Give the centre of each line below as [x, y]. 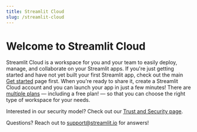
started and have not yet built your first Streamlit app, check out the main [95, 75]
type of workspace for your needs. [48, 100]
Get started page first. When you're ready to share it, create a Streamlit [92, 81]
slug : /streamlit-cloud [35, 17]
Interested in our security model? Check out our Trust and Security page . [95, 111]
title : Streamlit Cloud [35, 11]
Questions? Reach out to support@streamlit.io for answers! [78, 123]
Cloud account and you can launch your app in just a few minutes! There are [98, 88]
